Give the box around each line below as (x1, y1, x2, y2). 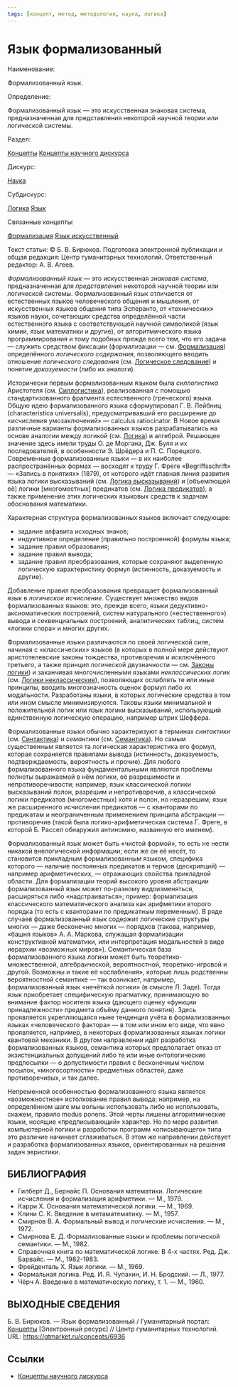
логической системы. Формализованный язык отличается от (7, 289, 193, 297)
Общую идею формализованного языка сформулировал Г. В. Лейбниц (7, 401, 222, 410)
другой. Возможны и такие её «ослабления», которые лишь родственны (7, 967, 229, 976)
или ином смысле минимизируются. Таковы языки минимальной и (7, 698, 212, 706)
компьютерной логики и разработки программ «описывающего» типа (7, 1125, 222, 1133)
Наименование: (7, 65, 55, 73)
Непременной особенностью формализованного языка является (7, 1087, 206, 1095)
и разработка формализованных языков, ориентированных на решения (7, 1139, 226, 1149)
